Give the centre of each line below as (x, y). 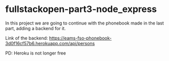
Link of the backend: (27, 38)
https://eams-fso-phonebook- (80, 38)
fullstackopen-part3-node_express (81, 9)
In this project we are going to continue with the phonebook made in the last (85, 23)
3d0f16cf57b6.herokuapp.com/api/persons (50, 43)
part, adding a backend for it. (35, 28)
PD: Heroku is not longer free (36, 53)
